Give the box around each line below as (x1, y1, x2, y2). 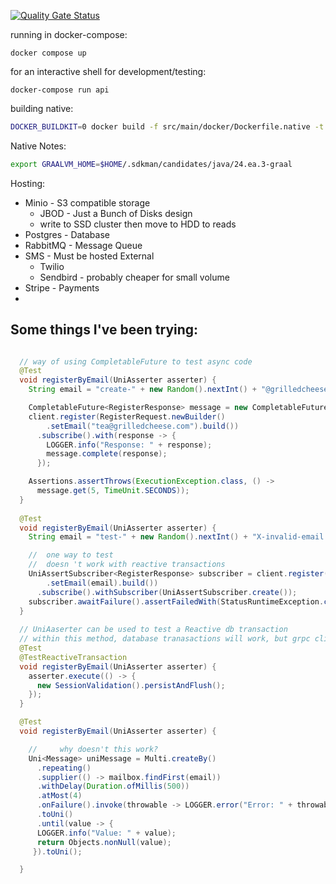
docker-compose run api (10, 85, 110, 95)
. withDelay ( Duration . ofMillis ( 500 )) (36, 781, 190, 792)
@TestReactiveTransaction (19, 652, 128, 662)
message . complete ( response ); (46, 449, 168, 459)
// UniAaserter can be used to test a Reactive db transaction (19, 625, 288, 635)
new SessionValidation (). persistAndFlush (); (36, 680, 226, 690)
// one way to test (28, 550, 114, 560)
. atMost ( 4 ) (36, 791, 83, 801)
